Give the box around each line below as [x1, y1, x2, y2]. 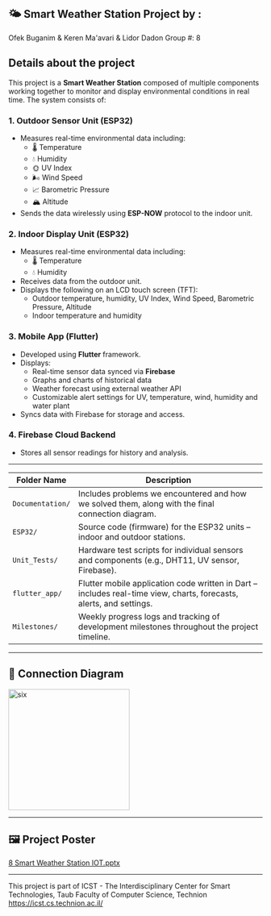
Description [145, 474, 192, 485]
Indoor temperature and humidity [31, 310, 143, 321]
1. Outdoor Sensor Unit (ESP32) [8, 114, 133, 126]
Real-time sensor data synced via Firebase [31, 366, 176, 376]
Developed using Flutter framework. [19, 349, 141, 359]
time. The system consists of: [8, 94, 106, 104]
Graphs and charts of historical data [31, 375, 152, 385]
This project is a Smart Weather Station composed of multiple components [8, 77, 260, 87]
